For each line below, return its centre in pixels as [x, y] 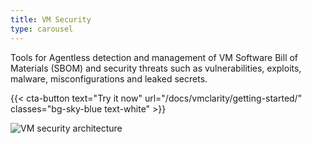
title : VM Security [51, 19]
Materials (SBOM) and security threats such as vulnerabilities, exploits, [156, 68]
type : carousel [42, 29]
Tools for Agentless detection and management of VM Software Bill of [154, 57]
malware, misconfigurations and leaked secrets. [109, 78]
